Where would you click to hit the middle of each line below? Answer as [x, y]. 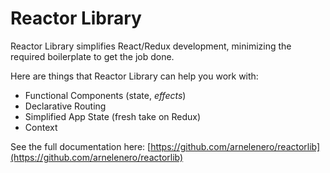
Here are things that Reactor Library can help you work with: [134, 76]
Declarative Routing [65, 106]
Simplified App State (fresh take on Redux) [113, 116]
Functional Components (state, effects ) [105, 95]
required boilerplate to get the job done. [92, 56]
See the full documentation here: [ [81, 146]
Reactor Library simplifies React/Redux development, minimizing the [151, 46]
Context [41, 127]
